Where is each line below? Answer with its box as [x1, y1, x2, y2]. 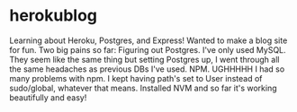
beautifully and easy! [9, 91, 87, 103]
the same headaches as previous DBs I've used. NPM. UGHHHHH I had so [9, 64, 285, 74]
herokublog [9, 5, 97, 26]
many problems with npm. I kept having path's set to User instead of [9, 73, 263, 83]
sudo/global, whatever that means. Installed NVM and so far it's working [9, 82, 277, 93]
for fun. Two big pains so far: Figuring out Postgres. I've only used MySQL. [9, 44, 286, 55]
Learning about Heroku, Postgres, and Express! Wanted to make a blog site [9, 35, 288, 46]
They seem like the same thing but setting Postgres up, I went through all [9, 54, 280, 65]
